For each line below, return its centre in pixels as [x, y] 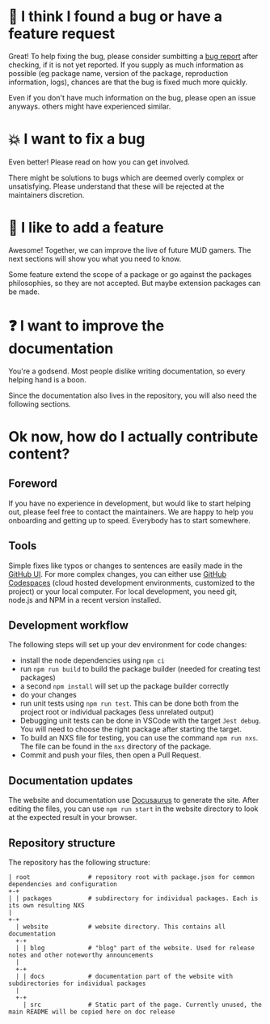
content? [39, 454]
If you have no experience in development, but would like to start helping [130, 503]
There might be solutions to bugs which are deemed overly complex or [126, 177]
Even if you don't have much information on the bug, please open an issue [132, 97]
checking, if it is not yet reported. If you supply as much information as [126, 65]
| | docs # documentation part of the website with [124, 976]
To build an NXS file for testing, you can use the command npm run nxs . [139, 738]
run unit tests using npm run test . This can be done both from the [129, 703]
